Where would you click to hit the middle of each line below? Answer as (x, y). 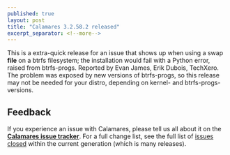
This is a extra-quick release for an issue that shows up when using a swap (115, 53)
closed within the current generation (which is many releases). (97, 144)
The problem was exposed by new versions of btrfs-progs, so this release (113, 75)
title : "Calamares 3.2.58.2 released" (63, 27)
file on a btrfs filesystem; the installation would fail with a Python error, (109, 61)
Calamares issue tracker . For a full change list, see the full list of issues (110, 136)
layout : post (26, 20)
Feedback (29, 112)
